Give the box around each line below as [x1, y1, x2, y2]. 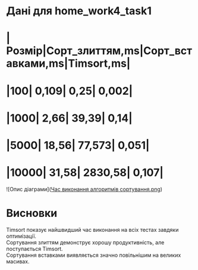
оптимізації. [6, 232, 37, 240]
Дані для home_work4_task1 [6, 4, 152, 18]
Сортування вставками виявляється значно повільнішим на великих [6, 252, 181, 259]
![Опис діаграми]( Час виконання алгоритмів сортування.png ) [6, 185, 162, 193]
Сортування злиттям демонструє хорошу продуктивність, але [6, 238, 165, 246]
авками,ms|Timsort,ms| [6, 57, 131, 70]
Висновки [6, 207, 58, 220]
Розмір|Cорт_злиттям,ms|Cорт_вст [6, 44, 193, 58]
